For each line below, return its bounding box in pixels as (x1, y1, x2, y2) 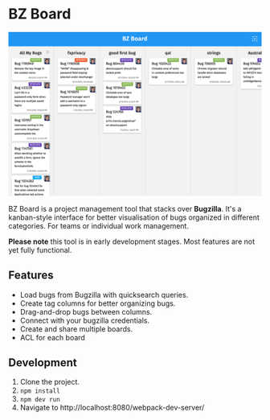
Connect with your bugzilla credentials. (19, 315, 150, 325)
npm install (19, 387, 60, 395)
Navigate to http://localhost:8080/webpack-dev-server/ (19, 403, 205, 413)
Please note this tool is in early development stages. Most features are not (8, 237, 256, 246)
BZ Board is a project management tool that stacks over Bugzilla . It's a (8, 204, 242, 213)
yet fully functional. (8, 245, 72, 254)
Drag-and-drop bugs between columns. (19, 307, 153, 316)
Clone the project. (19, 377, 80, 387)
